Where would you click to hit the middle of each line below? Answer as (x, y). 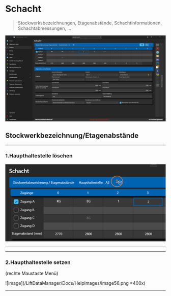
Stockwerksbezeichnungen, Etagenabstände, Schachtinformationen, (90, 23)
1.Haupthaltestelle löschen (39, 156)
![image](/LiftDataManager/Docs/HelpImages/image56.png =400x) (76, 283)
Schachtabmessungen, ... (45, 28)
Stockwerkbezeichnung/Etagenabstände (72, 136)
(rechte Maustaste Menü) (32, 273)
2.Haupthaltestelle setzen (38, 262)
